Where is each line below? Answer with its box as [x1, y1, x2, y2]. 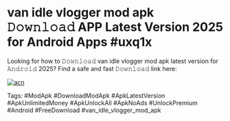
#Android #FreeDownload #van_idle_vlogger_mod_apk [7, 106, 161, 114]
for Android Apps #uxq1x [7, 34, 152, 50]
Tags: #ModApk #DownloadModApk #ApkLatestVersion [7, 91, 165, 100]
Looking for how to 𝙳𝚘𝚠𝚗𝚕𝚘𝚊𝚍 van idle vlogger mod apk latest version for [7, 57, 218, 65]
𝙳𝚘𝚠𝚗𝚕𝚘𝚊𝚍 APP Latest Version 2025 [7, 19, 224, 35]
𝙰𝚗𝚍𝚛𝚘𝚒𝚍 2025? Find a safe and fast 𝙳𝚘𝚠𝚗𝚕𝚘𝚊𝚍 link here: [7, 64, 177, 72]
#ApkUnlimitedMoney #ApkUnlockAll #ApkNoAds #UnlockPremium [7, 98, 198, 107]
